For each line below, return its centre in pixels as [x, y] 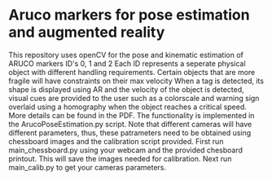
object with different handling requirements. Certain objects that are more [132, 72]
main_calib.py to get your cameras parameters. [88, 167]
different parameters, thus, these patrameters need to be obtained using [130, 133]
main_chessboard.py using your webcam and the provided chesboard [125, 150]
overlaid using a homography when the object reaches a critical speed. [127, 107]
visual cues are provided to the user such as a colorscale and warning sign [134, 98]
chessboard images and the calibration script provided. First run [116, 141]
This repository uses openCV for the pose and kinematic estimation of [126, 55]
